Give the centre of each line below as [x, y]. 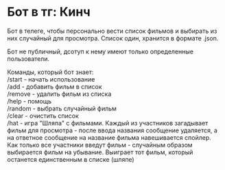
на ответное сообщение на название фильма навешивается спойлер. [109, 137]
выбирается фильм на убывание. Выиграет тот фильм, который [100, 152]
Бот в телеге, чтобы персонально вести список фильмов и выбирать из [112, 31]
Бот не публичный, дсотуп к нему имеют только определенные [100, 51]
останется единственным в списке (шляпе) [71, 159]
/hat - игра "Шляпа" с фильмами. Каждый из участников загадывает [108, 123]
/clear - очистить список [43, 116]
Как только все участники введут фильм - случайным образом [100, 145]
